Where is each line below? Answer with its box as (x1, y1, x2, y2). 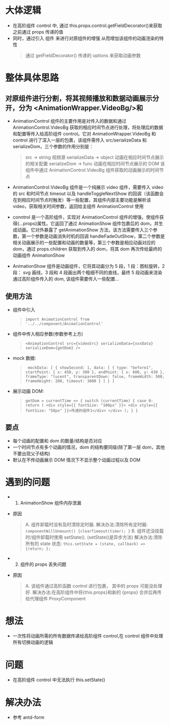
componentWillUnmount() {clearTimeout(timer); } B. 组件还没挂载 (25, 527, 164, 534)
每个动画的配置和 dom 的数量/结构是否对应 (12, 437, 102, 443)
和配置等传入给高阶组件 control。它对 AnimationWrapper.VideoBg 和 (12, 130, 156, 136)
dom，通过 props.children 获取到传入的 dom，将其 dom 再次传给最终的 (12, 245, 162, 252)
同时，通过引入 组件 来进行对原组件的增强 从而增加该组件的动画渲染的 (12, 35, 159, 41)
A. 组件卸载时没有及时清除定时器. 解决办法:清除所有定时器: (25, 521, 148, 527)
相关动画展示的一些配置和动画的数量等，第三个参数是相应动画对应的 (12, 239, 156, 245)
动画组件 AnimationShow (12, 252, 65, 258)
